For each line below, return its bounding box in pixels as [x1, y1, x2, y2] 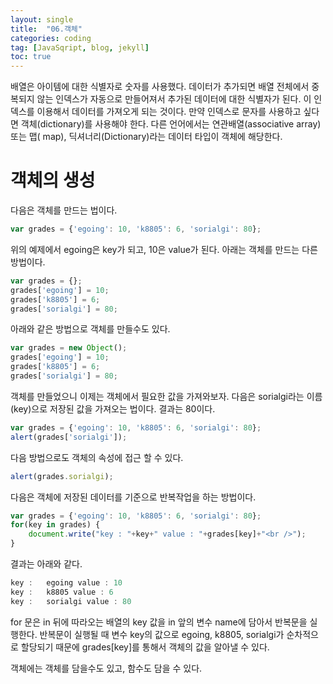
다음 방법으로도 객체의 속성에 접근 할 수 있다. [10, 451, 184, 463]
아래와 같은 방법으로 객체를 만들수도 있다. [10, 323, 171, 335]
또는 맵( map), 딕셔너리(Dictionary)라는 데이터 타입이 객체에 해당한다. [10, 131, 283, 143]
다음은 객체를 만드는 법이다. [10, 204, 118, 216]
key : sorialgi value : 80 [10, 596, 132, 606]
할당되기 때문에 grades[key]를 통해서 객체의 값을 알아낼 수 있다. [20, 641, 270, 653]
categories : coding [10, 33, 92, 43]
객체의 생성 [10, 169, 96, 192]
